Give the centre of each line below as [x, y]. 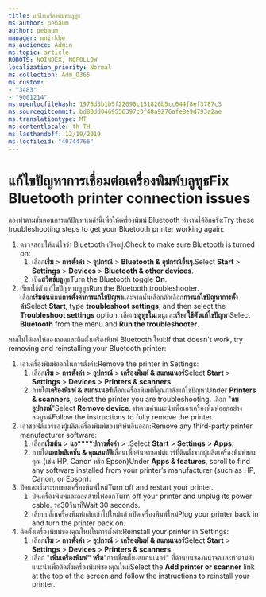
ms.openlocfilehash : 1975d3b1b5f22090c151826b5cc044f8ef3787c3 [115, 104]
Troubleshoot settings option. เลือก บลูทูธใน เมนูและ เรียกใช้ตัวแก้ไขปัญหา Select [135, 315]
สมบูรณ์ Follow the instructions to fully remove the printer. [123, 417]
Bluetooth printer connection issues [129, 198]
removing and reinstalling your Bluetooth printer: [87, 349]
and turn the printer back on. [79, 523]
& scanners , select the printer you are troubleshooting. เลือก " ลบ [135, 400]
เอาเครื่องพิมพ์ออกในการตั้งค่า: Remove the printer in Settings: [109, 364]
